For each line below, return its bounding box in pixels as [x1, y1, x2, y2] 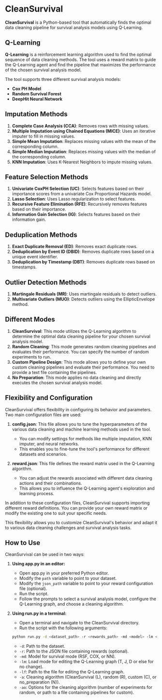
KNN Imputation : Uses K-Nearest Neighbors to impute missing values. [12, 159, 153, 165]
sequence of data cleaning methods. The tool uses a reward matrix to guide [5, 57, 156, 62]
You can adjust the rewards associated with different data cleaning [19, 475, 152, 481]
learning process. [19, 490, 55, 496]
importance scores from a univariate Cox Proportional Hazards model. [12, 191, 152, 197]
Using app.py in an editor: [12, 561, 65, 567]
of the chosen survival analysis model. [5, 67, 82, 73]
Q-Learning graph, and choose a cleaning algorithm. [19, 601, 124, 607]
